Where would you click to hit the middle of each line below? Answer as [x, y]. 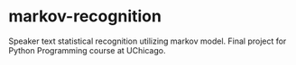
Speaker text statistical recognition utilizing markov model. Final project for [148, 41]
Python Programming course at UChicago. [87, 50]
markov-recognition [85, 16]
